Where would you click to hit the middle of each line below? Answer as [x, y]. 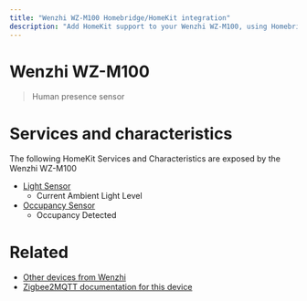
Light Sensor [47, 186]
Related [39, 252]
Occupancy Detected [76, 215]
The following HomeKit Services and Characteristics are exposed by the [145, 159]
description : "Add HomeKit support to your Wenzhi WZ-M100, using [138, 26]
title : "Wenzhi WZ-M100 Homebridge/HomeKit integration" [120, 18]
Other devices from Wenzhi [74, 277]
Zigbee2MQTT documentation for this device [107, 287]
